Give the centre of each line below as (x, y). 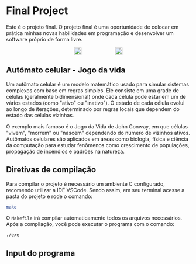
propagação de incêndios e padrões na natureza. (65, 151)
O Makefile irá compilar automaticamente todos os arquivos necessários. (94, 218)
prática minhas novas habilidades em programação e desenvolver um (90, 33)
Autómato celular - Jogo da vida (66, 70)
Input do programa (41, 253)
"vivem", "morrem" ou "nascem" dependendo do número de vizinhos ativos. (98, 133)
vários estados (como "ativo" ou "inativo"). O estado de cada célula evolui (95, 103)
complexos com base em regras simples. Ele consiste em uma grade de (93, 90)
